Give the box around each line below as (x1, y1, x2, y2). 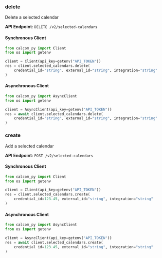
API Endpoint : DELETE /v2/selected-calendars (5, 24, 98, 30)
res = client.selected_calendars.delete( (5, 64, 90, 68)
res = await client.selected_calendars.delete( (5, 112, 104, 116)
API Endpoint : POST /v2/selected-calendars (5, 152, 93, 158)
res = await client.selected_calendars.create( (5, 240, 104, 245)
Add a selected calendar (5, 143, 54, 149)
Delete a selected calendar (5, 15, 59, 20)
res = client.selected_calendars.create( (5, 192, 90, 197)
